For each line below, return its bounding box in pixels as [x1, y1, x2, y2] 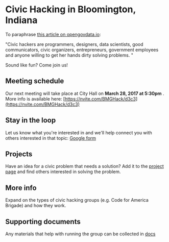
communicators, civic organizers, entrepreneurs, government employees [5, 46, 159, 53]
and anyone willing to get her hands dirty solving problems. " [5, 52, 134, 58]
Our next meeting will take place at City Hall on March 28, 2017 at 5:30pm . [5, 90, 164, 96]
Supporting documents [5, 217, 81, 226]
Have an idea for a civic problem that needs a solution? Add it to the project [5, 163, 164, 170]
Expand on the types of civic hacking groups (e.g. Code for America [5, 197, 149, 203]
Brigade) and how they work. [5, 203, 66, 209]
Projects [5, 150, 33, 158]
